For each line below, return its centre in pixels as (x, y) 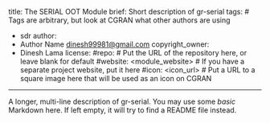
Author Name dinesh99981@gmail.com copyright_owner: (115, 44)
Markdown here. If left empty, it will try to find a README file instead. (123, 110)
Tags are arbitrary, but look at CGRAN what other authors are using (119, 20)
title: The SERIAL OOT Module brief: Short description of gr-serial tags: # (129, 12)
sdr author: (38, 36)
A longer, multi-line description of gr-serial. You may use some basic (122, 101)
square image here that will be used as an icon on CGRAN (116, 78)
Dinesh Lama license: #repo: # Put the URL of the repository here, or (133, 53)
